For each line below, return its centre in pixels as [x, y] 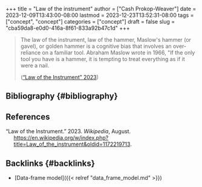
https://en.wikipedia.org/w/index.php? [61, 138]
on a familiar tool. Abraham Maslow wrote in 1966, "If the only [119, 53]
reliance [31, 53]
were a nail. [35, 65]
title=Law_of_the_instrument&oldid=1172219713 [72, 144]
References [28, 116]
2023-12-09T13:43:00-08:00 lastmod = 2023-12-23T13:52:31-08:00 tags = [100, 15]
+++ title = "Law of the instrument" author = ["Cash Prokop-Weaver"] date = [101, 9]
